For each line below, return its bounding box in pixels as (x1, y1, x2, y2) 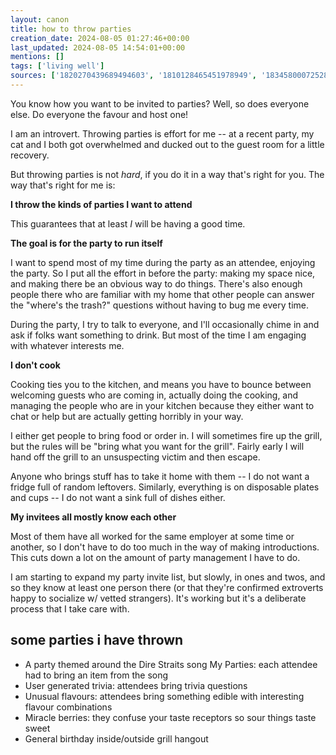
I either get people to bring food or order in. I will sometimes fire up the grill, (10, 429, 323, 441)
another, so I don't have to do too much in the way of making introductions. (10, 541, 320, 553)
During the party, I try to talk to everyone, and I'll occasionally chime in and (10, 318, 320, 330)
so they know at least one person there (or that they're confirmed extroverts (10, 581, 324, 593)
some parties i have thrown (10, 632, 184, 649)
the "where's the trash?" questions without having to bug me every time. (10, 299, 309, 311)
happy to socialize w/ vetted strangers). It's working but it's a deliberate (10, 592, 307, 604)
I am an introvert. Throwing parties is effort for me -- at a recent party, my (10, 127, 315, 140)
